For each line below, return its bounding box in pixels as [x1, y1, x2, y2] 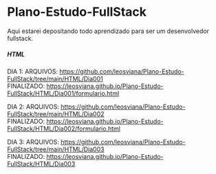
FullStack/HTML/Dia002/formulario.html [7, 124, 120, 133]
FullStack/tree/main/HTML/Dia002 [7, 109, 105, 118]
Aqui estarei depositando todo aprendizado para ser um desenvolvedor [7, 27, 210, 35]
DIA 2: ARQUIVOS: [7, 102, 60, 111]
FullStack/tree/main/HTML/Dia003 [7, 145, 105, 153]
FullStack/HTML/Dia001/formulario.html [7, 89, 120, 97]
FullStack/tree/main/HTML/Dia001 [7, 74, 103, 83]
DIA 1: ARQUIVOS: [7, 67, 58, 76]
